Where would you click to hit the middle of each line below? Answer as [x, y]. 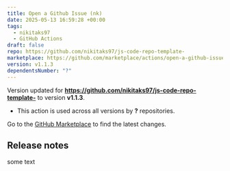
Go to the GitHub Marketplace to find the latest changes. [87, 124]
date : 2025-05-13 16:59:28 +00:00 [56, 20]
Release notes [38, 145]
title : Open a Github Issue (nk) [55, 13]
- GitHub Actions [38, 39]
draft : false [26, 45]
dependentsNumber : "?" [39, 70]
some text [21, 162]
